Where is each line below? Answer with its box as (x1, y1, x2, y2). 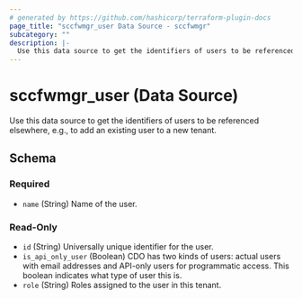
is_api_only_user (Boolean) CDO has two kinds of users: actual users (22, 251, 281, 262)
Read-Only (9, 221, 58, 233)
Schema (9, 150, 57, 167)
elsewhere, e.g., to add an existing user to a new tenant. (9, 125, 218, 136)
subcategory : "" (9, 30, 70, 39)
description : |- (9, 38, 70, 48)
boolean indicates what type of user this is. (22, 270, 182, 281)
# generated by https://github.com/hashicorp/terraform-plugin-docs (9, 13, 271, 23)
